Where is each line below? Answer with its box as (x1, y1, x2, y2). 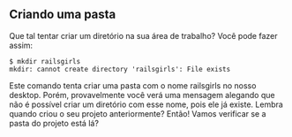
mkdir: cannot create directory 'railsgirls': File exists (9, 65, 231, 73)
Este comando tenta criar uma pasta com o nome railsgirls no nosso (9, 80, 257, 91)
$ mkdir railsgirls (9, 57, 81, 65)
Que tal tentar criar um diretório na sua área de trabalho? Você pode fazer (9, 30, 278, 41)
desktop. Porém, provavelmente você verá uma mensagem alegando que (9, 89, 275, 100)
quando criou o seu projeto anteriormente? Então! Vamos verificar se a (9, 108, 266, 118)
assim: (9, 40, 34, 50)
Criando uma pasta (9, 7, 116, 22)
